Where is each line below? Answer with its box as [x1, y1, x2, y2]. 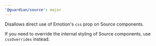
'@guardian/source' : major [5, 7, 62, 12]
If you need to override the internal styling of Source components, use [5, 30, 151, 36]
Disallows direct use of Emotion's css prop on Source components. [5, 21, 144, 27]
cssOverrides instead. [5, 36, 50, 42]
